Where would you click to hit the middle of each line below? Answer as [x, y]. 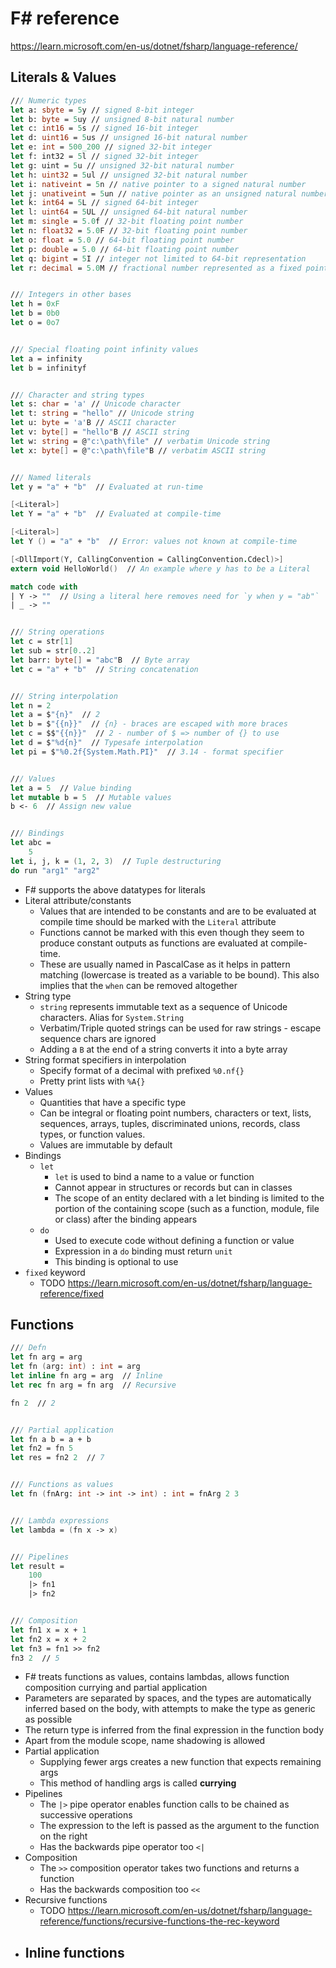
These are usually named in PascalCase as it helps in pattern [165, 964]
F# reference [65, 18]
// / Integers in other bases [71, 295]
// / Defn [28, 1348]
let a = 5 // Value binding [71, 788]
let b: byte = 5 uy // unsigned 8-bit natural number [122, 119]
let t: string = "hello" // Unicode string [102, 413]
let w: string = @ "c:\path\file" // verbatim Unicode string [140, 441]
